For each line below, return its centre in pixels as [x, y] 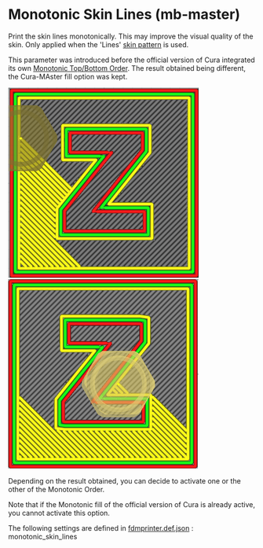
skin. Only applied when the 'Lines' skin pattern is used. [99, 44]
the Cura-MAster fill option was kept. [68, 76]
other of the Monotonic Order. [57, 489]
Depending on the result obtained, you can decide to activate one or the [124, 480]
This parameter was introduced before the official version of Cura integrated [131, 60]
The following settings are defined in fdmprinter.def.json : [101, 528]
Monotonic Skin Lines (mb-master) [124, 15]
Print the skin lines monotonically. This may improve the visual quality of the [131, 36]
